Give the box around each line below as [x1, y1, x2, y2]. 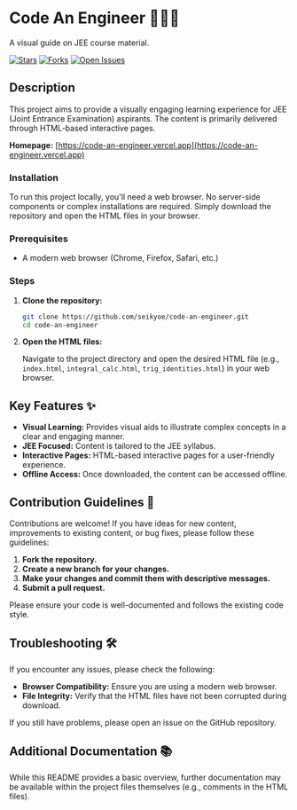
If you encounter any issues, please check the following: [9, 664, 215, 674]
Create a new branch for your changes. [21, 563, 170, 575]
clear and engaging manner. [21, 431, 126, 442]
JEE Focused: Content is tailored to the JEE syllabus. [21, 441, 216, 452]
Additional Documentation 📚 [9, 744, 173, 759]
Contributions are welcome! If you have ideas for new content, [9, 518, 237, 529]
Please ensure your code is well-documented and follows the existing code [9, 600, 284, 610]
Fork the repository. [21, 554, 98, 565]
